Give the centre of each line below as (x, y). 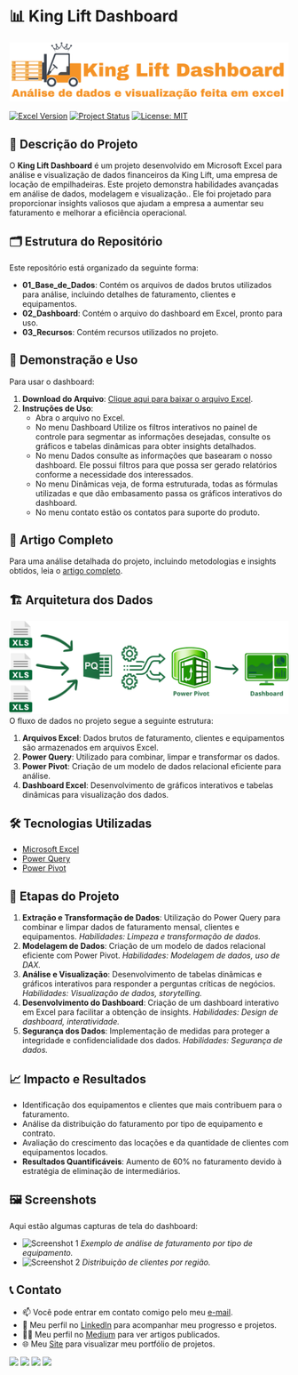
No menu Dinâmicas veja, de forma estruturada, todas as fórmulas (157, 484)
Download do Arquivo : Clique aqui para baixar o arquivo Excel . (137, 398)
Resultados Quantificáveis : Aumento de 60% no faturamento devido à (152, 1162)
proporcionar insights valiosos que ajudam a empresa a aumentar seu (137, 204)
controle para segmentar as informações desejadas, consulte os (153, 437)
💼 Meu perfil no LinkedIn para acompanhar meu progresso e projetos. (149, 1324)
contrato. (39, 1133)
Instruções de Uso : (58, 408)
